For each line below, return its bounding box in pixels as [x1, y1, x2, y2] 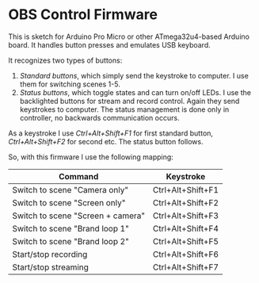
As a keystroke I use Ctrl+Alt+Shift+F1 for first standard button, [8, 128, 214, 138]
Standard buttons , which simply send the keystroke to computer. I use [19, 71, 249, 80]
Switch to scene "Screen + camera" [12, 210, 145, 221]
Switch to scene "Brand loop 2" [12, 235, 129, 247]
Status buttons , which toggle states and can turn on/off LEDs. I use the [19, 87, 252, 97]
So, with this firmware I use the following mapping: [8, 152, 174, 162]
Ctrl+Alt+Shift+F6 [152, 248, 219, 259]
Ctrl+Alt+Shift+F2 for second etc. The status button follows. [8, 136, 204, 146]
